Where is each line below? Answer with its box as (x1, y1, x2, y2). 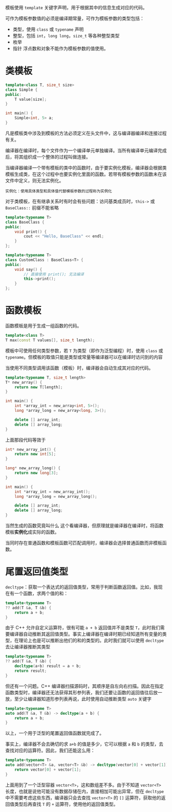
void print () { (14, 229, 47, 234)
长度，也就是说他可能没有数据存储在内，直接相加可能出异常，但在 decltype (5, 788, 164, 794)
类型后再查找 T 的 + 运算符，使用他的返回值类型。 (14, 801, 119, 807)
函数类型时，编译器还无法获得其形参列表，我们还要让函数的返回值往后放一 (5, 689, 162, 695)
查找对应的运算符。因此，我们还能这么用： (5, 748, 95, 754)
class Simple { (5, 87, 38, 92)
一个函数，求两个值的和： (14, 590, 68, 596)
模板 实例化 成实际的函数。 (5, 529, 59, 535)
